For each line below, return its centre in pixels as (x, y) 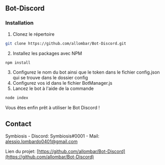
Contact (18, 124)
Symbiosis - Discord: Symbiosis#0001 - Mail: (52, 136)
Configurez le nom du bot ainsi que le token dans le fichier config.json (86, 72)
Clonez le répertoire (34, 34)
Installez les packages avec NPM (47, 53)
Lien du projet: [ (22, 151)
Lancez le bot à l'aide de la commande (53, 88)
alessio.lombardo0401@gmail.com (42, 142)
